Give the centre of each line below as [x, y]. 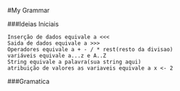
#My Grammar [28, 10]
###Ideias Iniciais [33, 24]
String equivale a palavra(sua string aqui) [74, 62]
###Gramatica [28, 81]
